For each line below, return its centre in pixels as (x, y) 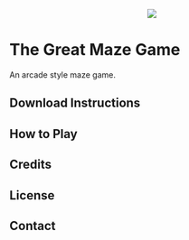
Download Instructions (75, 103)
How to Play (44, 134)
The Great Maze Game (95, 50)
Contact (33, 226)
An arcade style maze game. (62, 74)
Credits (31, 165)
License (32, 195)
